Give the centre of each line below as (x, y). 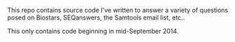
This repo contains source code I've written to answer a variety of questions (118, 10)
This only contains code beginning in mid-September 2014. (93, 31)
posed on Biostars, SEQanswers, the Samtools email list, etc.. (96, 17)
